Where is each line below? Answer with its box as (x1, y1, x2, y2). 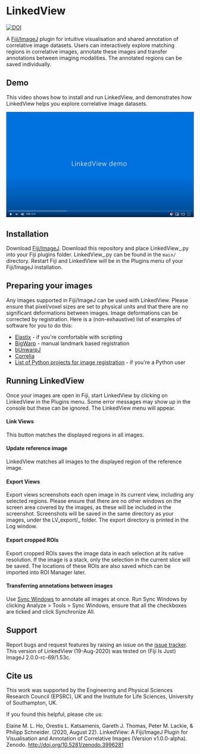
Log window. (6, 523, 37, 530)
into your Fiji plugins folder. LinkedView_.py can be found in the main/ (6, 251, 176, 258)
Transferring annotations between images (6, 582, 113, 589)
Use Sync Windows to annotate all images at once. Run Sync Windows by (6, 595, 187, 602)
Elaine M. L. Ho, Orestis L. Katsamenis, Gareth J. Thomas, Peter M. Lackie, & (6, 722, 193, 730)
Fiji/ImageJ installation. (6, 263, 62, 271)
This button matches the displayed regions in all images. (6, 431, 145, 438)
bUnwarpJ (14, 346, 41, 353)
